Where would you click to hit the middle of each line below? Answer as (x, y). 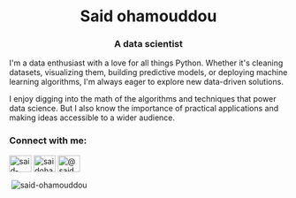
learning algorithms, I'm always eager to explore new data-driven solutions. (147, 82)
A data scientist (148, 44)
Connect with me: (48, 141)
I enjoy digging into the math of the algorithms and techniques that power (143, 99)
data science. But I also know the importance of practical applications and (144, 109)
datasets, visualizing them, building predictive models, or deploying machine (148, 72)
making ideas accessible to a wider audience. (92, 118)
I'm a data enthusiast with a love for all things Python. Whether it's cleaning (146, 63)
